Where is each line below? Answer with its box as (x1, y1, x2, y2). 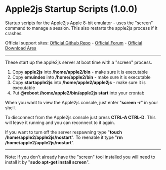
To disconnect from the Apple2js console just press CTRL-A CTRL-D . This (5, 114, 156, 120)
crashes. (5, 30, 23, 36)
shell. (5, 105, 16, 111)
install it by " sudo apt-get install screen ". (5, 159, 90, 165)
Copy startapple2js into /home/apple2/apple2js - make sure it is (12, 79, 146, 85)
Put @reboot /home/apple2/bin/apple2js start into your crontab (12, 90, 145, 96)
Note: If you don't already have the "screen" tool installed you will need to (5, 154, 156, 160)
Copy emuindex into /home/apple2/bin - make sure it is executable (12, 74, 151, 80)
